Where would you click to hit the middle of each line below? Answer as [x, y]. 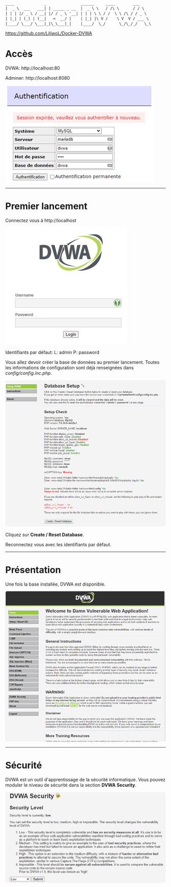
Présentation [33, 570]
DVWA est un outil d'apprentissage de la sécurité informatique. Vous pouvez [85, 779]
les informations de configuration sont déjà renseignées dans [69, 367]
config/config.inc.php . [29, 373]
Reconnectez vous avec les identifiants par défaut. [59, 544]
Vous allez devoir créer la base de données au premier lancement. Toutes [82, 362]
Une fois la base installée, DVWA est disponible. [55, 584]
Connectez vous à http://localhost [41, 220]
